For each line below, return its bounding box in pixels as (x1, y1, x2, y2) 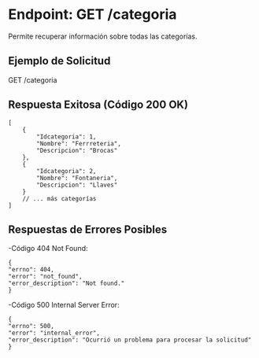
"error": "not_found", (8, 273, 83, 281)
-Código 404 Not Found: (8, 244, 88, 253)
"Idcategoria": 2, (36, 167, 97, 175)
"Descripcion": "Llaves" (36, 181, 118, 189)
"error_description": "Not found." (8, 279, 125, 288)
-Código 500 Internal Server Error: (8, 301, 120, 310)
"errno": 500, (8, 323, 55, 330)
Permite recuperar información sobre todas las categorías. (8, 31, 198, 41)
